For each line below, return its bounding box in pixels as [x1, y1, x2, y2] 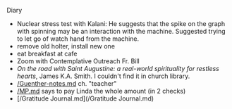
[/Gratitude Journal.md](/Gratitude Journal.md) [16, 94, 154, 103]
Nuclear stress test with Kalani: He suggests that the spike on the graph [16, 20, 226, 27]
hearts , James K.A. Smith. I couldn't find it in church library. [16, 72, 190, 80]
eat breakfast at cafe [16, 49, 78, 58]
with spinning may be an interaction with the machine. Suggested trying [16, 27, 226, 35]
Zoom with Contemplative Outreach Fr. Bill [16, 57, 140, 65]
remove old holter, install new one [16, 42, 116, 50]
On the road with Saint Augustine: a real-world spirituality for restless [16, 65, 219, 72]
